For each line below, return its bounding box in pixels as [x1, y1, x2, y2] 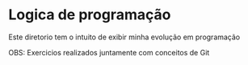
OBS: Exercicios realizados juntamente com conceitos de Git [8, 47, 210, 57]
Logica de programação [8, 6, 171, 24]
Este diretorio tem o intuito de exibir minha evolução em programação [8, 32, 241, 42]
